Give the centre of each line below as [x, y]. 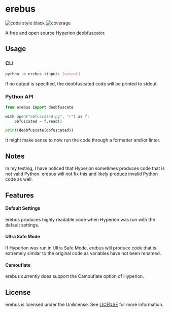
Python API [20, 97]
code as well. [19, 179]
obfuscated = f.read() [38, 121]
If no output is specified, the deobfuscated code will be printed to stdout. [82, 83]
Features [20, 195]
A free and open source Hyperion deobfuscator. [55, 33]
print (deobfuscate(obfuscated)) [39, 130]
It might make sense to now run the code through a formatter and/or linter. [83, 140]
